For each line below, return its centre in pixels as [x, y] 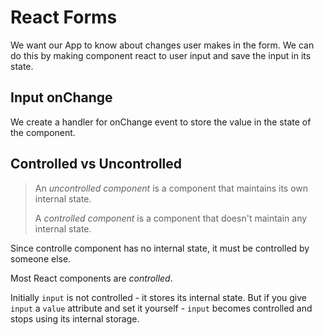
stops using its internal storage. [75, 318]
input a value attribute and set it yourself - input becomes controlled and [161, 308]
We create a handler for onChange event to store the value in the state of [161, 122]
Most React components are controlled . [91, 278]
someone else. [41, 258]
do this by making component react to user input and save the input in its [161, 55]
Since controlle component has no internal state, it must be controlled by [160, 248]
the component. [43, 132]
